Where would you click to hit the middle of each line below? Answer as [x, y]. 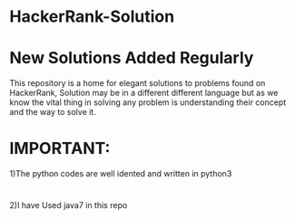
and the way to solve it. [53, 112]
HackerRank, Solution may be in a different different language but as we [144, 93]
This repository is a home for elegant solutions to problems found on [138, 83]
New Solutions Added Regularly [132, 58]
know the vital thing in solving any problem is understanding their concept [148, 102]
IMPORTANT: [60, 149]
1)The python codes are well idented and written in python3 [121, 174]
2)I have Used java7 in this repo [69, 205]
